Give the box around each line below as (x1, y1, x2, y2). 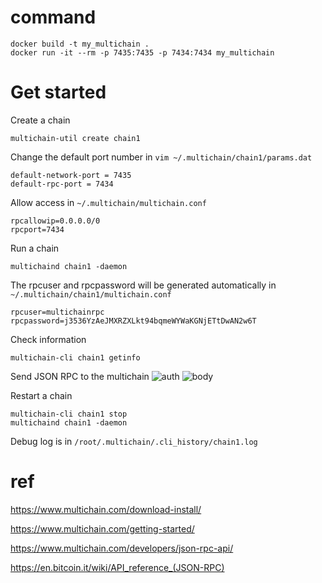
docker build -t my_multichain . (10, 39, 150, 49)
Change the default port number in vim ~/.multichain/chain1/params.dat (10, 151, 313, 163)
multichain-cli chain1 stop (10, 409, 128, 419)
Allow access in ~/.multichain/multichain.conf (10, 196, 207, 208)
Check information (10, 333, 87, 345)
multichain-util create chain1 (10, 133, 141, 143)
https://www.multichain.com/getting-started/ (10, 522, 195, 535)
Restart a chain (10, 389, 73, 401)
